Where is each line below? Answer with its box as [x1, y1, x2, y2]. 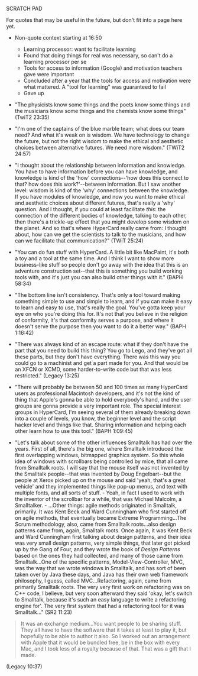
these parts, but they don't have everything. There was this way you [14, 353, 181, 360]
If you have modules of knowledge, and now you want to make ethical [14, 193, 185, 200]
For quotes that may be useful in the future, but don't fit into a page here [6, 17, 183, 23]
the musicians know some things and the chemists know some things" [14, 108, 186, 114]
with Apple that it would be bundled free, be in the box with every [20, 639, 180, 646]
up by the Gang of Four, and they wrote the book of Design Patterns [14, 546, 180, 552]
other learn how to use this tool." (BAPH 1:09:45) [14, 428, 133, 434]
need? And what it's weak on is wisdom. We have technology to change [14, 131, 190, 138]
